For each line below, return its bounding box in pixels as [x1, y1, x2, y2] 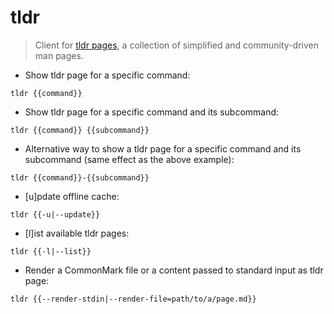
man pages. [34, 49, 84, 61]
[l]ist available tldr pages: [24, 227, 130, 239]
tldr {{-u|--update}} [10, 209, 101, 220]
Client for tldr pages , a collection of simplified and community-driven [34, 39, 319, 51]
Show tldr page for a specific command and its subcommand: [24, 106, 280, 118]
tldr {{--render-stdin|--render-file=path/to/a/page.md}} [10, 294, 257, 304]
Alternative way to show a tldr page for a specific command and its [24, 142, 302, 155]
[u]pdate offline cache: [24, 190, 120, 202]
